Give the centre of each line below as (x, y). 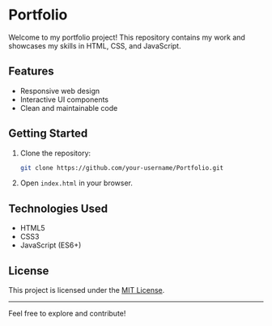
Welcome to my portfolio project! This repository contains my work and (127, 37)
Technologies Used (58, 208)
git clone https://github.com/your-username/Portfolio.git (122, 167)
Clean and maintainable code (69, 108)
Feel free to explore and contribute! (67, 314)
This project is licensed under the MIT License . (87, 290)
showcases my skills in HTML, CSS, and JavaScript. (95, 45)
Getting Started (48, 134)
